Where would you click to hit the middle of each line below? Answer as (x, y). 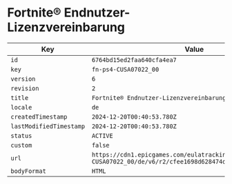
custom (21, 145)
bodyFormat (28, 171)
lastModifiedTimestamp (48, 126)
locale (21, 107)
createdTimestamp (39, 116)
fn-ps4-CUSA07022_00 (125, 69)
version (23, 79)
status (21, 135)
